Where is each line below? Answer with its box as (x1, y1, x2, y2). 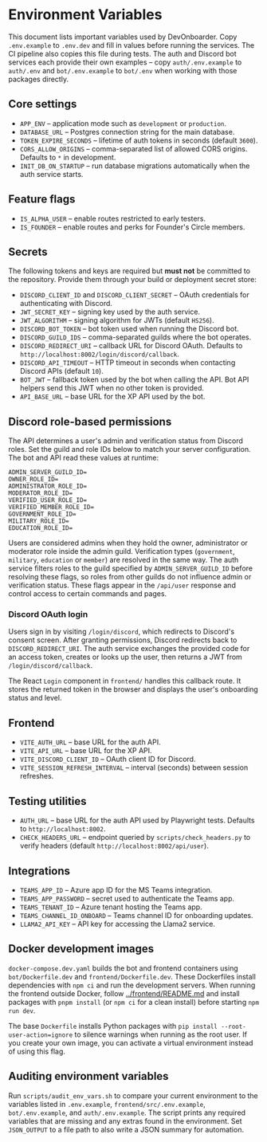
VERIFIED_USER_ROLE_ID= (8, 496, 88, 504)
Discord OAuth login (8, 609, 88, 620)
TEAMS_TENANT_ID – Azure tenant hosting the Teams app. (19, 902, 202, 912)
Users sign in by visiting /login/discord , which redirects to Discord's (8, 627, 235, 637)
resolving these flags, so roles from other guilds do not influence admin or (8, 572, 252, 582)
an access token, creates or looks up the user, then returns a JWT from (8, 652, 243, 662)
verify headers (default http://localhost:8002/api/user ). (19, 841, 209, 850)
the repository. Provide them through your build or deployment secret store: (8, 275, 257, 285)
